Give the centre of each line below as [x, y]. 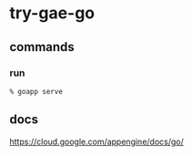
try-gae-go [52, 13]
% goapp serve [36, 91]
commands [42, 47]
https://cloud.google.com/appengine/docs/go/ [96, 141]
